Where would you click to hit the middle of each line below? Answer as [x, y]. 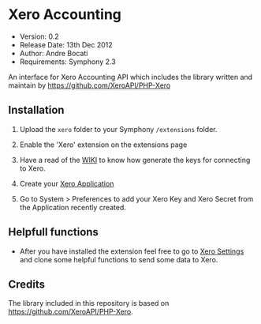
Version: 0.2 [39, 36]
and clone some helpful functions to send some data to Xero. [119, 259]
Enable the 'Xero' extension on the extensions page [103, 145]
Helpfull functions [53, 232]
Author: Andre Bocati [54, 53]
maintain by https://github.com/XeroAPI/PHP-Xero [89, 85]
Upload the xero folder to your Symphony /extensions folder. [119, 129]
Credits [27, 284]
